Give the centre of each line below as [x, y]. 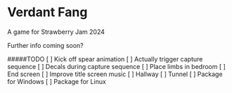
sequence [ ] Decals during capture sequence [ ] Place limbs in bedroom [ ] [117, 66]
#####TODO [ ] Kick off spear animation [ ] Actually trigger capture [105, 59]
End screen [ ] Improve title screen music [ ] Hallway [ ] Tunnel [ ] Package [115, 74]
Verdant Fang [47, 12]
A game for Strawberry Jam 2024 [56, 32]
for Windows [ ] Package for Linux [57, 81]
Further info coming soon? [46, 45]
